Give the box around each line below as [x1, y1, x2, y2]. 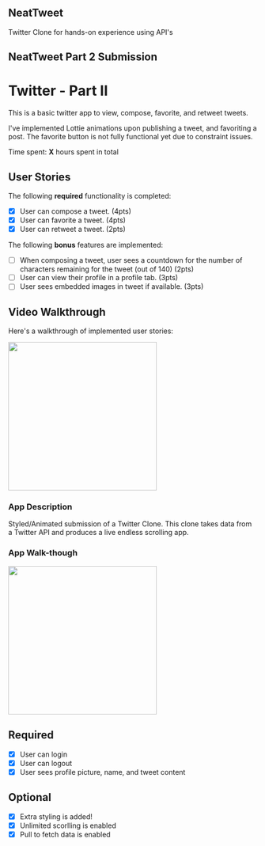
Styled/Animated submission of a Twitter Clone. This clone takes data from [8, 519, 252, 529]
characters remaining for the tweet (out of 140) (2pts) [19, 264, 195, 274]
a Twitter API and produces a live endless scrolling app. [8, 528, 189, 537]
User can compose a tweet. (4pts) [19, 206, 132, 216]
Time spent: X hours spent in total [8, 147, 119, 157]
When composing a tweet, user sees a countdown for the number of [19, 256, 243, 265]
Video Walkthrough [8, 305, 106, 319]
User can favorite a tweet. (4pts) [19, 215, 127, 225]
